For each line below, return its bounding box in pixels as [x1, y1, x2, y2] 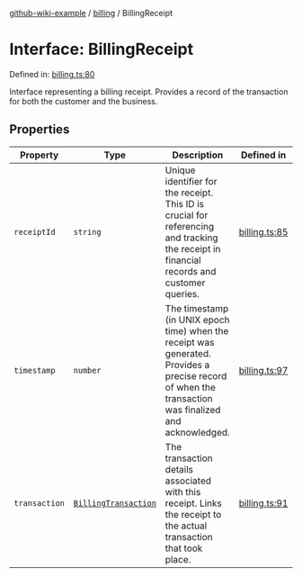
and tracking [164, 231, 218, 244]
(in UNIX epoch [164, 313, 231, 326]
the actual [164, 519, 208, 532]
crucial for [164, 209, 209, 221]
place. [164, 553, 191, 565]
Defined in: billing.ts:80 [9, 68, 95, 79]
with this [164, 485, 201, 498]
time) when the [164, 324, 229, 337]
